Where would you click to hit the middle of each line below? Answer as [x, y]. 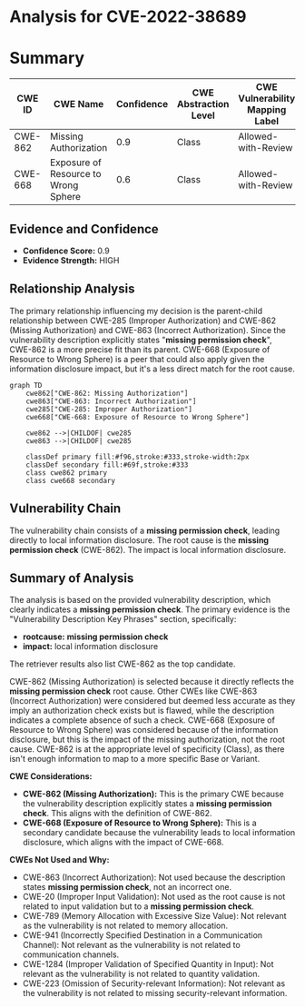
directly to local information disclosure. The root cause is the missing [139, 540]
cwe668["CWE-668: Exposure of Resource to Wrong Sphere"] [138, 417]
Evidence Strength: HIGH [71, 260]
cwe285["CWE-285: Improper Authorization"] [109, 409]
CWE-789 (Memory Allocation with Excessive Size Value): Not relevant [155, 916]
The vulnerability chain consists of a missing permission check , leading [145, 530]
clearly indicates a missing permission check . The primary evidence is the [150, 609]
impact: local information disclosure [90, 647]
